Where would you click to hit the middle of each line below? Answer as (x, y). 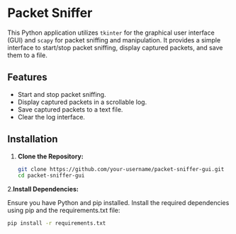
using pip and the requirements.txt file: (64, 211)
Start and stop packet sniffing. (62, 94)
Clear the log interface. (51, 117)
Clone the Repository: (50, 156)
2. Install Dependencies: (43, 189)
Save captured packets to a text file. (70, 109)
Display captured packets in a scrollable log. (82, 102)
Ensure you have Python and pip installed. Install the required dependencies (118, 203)
